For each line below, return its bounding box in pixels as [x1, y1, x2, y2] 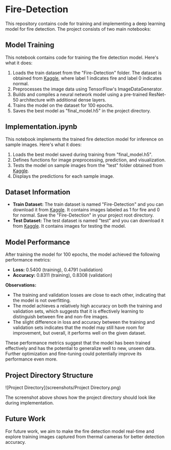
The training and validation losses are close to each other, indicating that [12, 292, 166, 298]
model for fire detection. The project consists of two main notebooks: [5, 26, 152, 32]
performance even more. [5, 356, 58, 362]
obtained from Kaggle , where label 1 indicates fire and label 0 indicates [12, 75, 162, 81]
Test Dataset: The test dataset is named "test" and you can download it [12, 218, 164, 224]
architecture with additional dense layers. [19, 97, 106, 103]
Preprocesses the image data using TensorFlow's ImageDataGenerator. [12, 86, 163, 92]
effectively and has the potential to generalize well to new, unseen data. [5, 345, 156, 351]
